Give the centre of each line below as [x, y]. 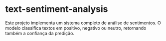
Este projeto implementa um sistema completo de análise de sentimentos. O [83, 23]
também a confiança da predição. [40, 33]
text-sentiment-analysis [57, 9]
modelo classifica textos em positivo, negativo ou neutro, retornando [76, 28]
